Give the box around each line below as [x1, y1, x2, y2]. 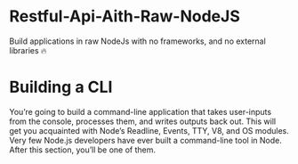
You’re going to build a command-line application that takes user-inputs [9, 106, 272, 117]
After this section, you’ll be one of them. [9, 144, 157, 155]
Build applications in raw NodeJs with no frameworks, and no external [9, 36, 267, 46]
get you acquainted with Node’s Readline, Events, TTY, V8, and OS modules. [9, 125, 289, 135]
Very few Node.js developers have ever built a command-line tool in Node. [9, 135, 282, 145]
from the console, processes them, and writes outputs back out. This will [9, 116, 277, 127]
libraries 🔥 [9, 45, 47, 55]
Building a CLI [9, 78, 113, 97]
